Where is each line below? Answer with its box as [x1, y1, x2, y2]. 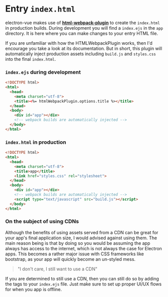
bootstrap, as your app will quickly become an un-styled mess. [5, 256, 136, 262]
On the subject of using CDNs [5, 218, 79, 225]
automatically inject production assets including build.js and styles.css [5, 51, 156, 57]
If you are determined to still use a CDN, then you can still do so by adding [5, 275, 159, 281]
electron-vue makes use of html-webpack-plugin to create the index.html [5, 20, 160, 26]
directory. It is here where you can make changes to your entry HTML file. [5, 30, 158, 36]
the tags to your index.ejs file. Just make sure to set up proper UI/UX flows [5, 281, 162, 287]
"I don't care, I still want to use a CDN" [17, 266, 98, 272]
